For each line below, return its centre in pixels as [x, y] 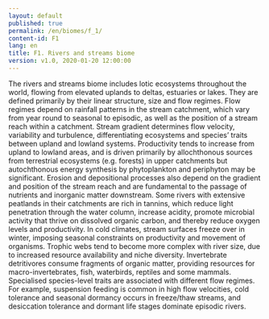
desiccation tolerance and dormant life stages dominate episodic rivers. [127, 306]
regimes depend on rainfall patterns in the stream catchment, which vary [129, 109]
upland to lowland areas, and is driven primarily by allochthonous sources [130, 152]
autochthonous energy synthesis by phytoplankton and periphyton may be [132, 169]
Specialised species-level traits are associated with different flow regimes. [132, 280]
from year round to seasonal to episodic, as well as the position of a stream [133, 118]
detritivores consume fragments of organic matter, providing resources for [132, 263]
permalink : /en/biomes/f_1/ [56, 31]
